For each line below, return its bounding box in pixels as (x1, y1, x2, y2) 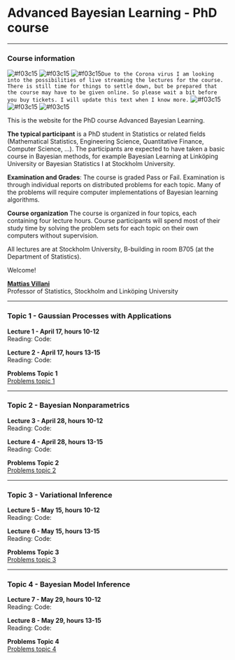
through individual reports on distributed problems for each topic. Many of (7, 181, 222, 189)
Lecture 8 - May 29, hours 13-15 (7, 617, 101, 625)
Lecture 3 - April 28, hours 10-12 (7, 416, 104, 425)
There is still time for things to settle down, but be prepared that (7, 83, 218, 90)
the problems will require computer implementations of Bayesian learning (7, 188, 218, 197)
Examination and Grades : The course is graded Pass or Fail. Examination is (7, 173, 225, 181)
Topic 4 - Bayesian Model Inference (7, 579, 131, 589)
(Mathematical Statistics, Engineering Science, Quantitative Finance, (7, 137, 204, 146)
